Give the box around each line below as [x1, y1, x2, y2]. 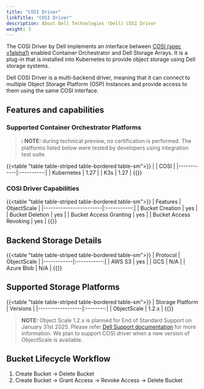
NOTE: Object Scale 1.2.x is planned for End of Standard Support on [21, 316, 192, 324]
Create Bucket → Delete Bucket [15, 370, 94, 377]
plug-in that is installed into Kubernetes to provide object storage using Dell [6, 56, 196, 63]
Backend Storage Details [6, 235, 102, 245]
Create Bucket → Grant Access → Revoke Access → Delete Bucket [15, 376, 183, 384]
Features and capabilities [6, 104, 105, 115]
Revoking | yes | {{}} [6, 217, 57, 225]
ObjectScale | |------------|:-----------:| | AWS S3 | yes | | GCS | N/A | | [6, 258, 186, 266]
